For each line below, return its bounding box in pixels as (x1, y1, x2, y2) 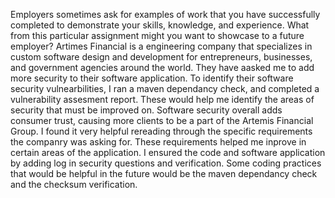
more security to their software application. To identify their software (10, 72, 294, 84)
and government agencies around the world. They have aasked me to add (10, 62, 315, 73)
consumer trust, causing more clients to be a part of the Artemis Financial (10, 115, 314, 126)
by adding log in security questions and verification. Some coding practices (10, 157, 322, 169)
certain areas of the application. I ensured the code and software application (10, 147, 326, 158)
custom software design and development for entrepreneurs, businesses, (10, 51, 313, 63)
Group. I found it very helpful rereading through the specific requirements (10, 125, 313, 137)
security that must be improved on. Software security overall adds (10, 104, 283, 116)
